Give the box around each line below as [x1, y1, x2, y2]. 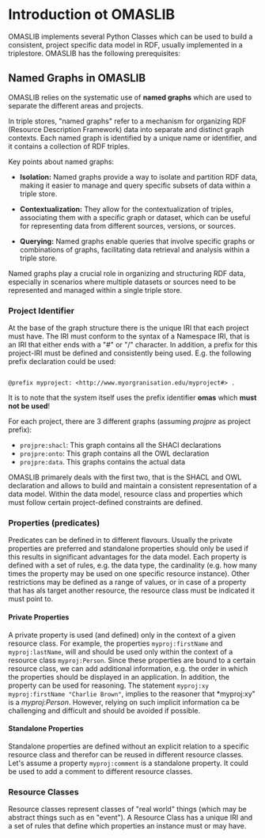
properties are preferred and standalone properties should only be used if [8, 544, 249, 553]
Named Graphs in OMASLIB [8, 71, 146, 85]
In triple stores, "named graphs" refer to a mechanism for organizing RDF [8, 116, 247, 126]
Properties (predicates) [8, 517, 100, 528]
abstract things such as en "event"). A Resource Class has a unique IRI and [8, 813, 253, 822]
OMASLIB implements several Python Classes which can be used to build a [8, 32, 253, 41]
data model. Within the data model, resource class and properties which [8, 489, 243, 499]
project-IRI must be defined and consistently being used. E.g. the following [8, 348, 252, 358]
